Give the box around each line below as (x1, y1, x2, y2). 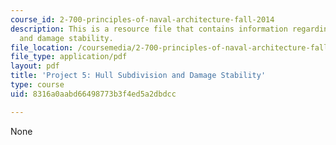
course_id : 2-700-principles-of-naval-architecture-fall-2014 (10, 14, 275, 25)
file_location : (10, 42, 74, 53)
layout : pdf (10, 61, 60, 71)
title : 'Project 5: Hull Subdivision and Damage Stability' (10, 71, 267, 81)
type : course (10, 80, 65, 90)
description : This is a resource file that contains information (10, 24, 288, 34)
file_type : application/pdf (10, 52, 128, 62)
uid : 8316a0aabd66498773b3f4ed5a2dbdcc (10, 89, 177, 99)
